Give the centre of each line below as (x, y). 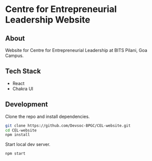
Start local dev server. (28, 144)
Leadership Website (48, 20)
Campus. (14, 55)
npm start (15, 153)
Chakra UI (23, 88)
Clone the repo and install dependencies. (47, 116)
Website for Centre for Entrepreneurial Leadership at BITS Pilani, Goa (76, 50)
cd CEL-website (21, 130)
